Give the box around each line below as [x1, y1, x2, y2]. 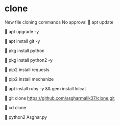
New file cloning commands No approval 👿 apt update [4, 19, 114, 25]
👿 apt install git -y [4, 38, 40, 44]
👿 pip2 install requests [4, 67, 49, 73]
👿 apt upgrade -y [4, 28, 39, 34]
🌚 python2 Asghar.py [4, 114, 47, 120]
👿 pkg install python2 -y [4, 57, 53, 63]
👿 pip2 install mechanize [4, 76, 54, 82]
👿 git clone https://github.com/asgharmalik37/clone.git [4, 95, 115, 101]
